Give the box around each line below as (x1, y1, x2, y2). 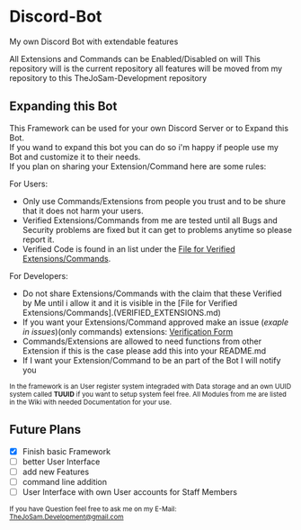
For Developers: (9, 270, 69, 281)
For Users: (9, 178, 48, 189)
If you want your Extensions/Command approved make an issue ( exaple (22, 317, 289, 328)
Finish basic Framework (22, 445, 111, 456)
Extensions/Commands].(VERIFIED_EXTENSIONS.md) (22, 307, 222, 318)
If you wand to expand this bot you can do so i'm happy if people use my (9, 141, 279, 152)
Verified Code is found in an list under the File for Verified (22, 243, 235, 254)
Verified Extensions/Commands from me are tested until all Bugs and (22, 214, 278, 226)
